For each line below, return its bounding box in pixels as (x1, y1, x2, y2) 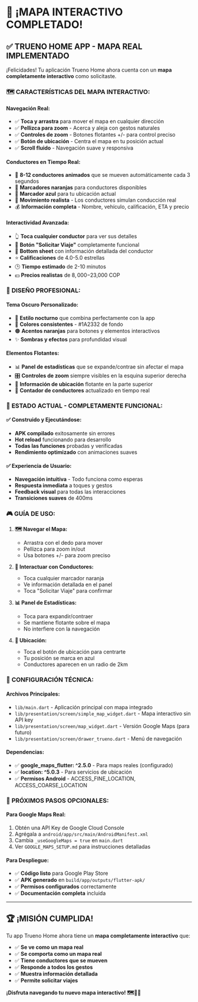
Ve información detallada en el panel (23, 581, 113, 588)
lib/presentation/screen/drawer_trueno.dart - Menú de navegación (14, 735, 182, 742)
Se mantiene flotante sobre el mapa (23, 619, 110, 626)
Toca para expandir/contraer (23, 613, 93, 620)
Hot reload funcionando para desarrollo (14, 436, 111, 443)
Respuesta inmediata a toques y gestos (14, 482, 113, 489)
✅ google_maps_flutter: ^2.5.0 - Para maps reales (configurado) (14, 761, 173, 768)
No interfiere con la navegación (23, 625, 100, 632)
